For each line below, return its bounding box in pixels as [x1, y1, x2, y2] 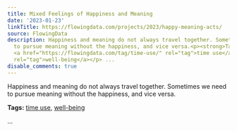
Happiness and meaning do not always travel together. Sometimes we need [7, 82, 227, 90]
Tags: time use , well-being [7, 103, 85, 111]
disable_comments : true [7, 63, 78, 70]
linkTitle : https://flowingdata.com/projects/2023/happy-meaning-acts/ [7, 23, 222, 30]
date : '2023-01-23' [7, 17, 65, 24]
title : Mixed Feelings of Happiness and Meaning [7, 10, 153, 18]
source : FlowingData [7, 30, 68, 37]
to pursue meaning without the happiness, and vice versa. [7, 89, 176, 98]
